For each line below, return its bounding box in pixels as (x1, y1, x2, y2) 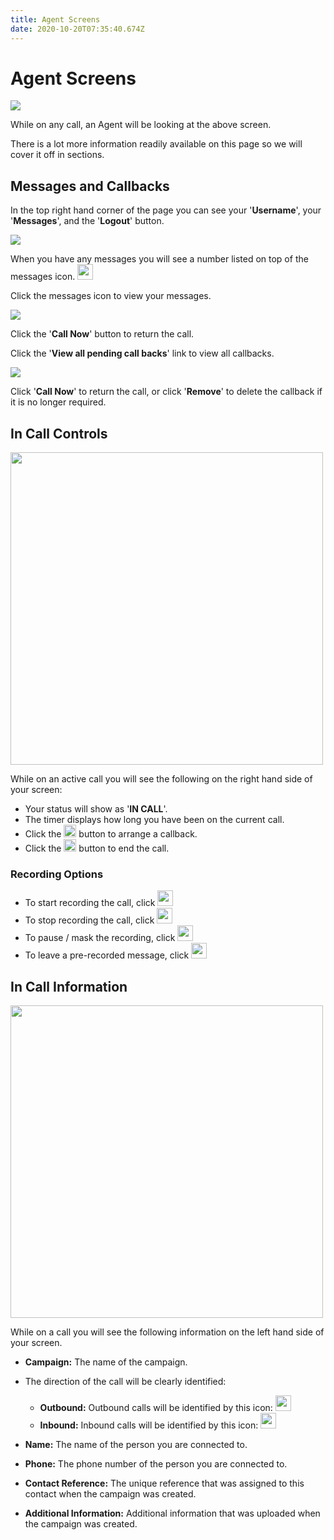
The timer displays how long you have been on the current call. (24, 814, 285, 826)
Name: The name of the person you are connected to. (24, 1439, 248, 1451)
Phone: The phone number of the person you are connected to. (24, 1458, 288, 1470)
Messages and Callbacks (10, 177, 170, 195)
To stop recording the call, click (24, 914, 155, 926)
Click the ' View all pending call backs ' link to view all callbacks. (10, 347, 275, 360)
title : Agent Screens (10, 14, 101, 25)
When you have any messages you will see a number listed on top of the (10, 253, 309, 265)
